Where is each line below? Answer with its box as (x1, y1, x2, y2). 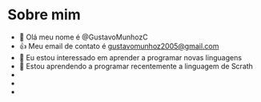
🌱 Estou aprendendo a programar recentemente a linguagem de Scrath (18, 61, 254, 71)
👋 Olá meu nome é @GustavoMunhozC (18, 32, 149, 42)
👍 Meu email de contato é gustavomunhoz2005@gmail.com (18, 41, 219, 51)
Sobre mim (7, 6, 81, 24)
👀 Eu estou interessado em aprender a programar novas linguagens (18, 52, 242, 62)
